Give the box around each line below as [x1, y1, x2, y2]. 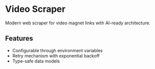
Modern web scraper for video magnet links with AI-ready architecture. [5, 20, 151, 26]
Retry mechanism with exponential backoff [12, 53, 100, 59]
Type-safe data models [12, 58, 60, 64]
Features [5, 34, 33, 43]
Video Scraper [5, 3, 66, 15]
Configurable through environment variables [12, 47, 103, 53]
